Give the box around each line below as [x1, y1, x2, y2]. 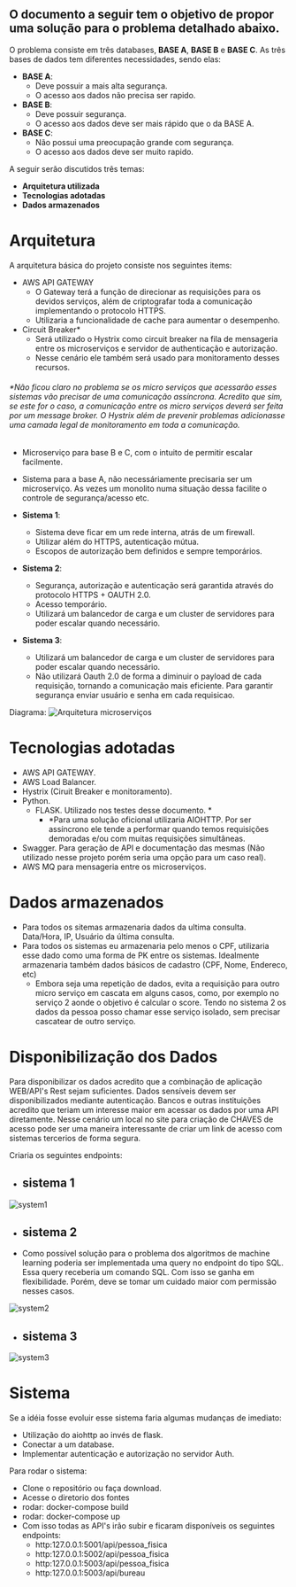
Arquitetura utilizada [21, 181, 100, 191]
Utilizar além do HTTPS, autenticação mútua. [34, 536, 200, 547]
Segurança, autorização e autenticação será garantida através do [34, 580, 274, 590]
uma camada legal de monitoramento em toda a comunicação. [9, 420, 240, 431]
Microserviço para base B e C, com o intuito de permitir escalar [21, 447, 254, 457]
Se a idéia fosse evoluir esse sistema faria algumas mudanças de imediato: [9, 1412, 283, 1423]
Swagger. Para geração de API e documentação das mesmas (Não [21, 842, 265, 853]
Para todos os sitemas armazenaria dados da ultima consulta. [21, 922, 247, 932]
